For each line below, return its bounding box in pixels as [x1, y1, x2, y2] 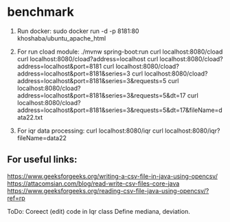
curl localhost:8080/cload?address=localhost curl [16, 54, 159, 63]
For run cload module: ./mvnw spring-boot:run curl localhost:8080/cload [16, 47, 223, 56]
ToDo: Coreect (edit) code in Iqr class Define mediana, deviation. [7, 207, 190, 215]
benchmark [7, 4, 74, 20]
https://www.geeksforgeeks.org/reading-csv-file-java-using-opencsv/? [7, 186, 209, 195]
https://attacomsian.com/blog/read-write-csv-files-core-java [7, 179, 180, 188]
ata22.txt [16, 113, 43, 121]
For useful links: [7, 154, 78, 166]
